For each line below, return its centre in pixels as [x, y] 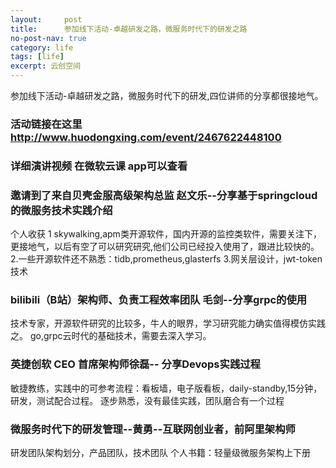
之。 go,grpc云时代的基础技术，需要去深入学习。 [111, 336]
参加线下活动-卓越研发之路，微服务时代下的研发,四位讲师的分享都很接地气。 [167, 95]
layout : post [46, 19]
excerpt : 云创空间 [46, 66]
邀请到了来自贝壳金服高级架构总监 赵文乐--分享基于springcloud [164, 195]
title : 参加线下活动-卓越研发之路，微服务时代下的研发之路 [129, 29]
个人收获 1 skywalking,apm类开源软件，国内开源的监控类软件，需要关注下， [166, 234]
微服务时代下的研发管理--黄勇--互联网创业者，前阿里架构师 [153, 429]
